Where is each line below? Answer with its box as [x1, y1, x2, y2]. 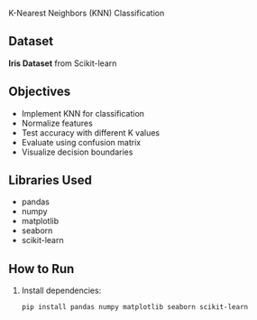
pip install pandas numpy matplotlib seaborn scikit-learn [21, 303, 249, 312]
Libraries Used [8, 173, 92, 188]
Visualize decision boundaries [21, 146, 133, 157]
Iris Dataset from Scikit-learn [8, 58, 117, 69]
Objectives [8, 84, 71, 99]
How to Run [8, 261, 75, 277]
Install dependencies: [21, 285, 102, 296]
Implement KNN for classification [21, 108, 145, 118]
